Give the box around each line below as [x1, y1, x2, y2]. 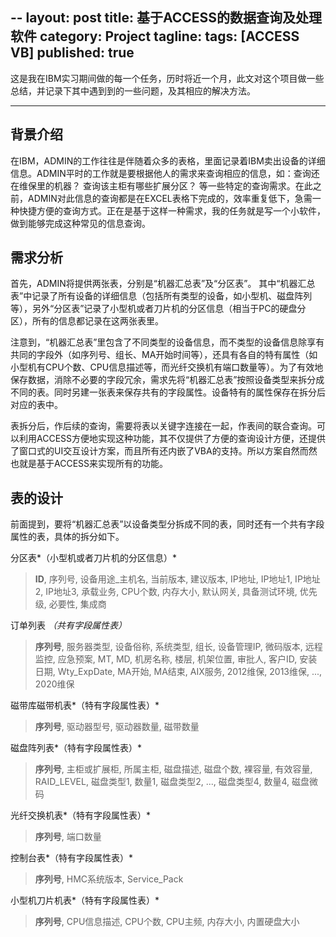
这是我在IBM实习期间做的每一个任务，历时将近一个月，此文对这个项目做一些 [10, 72, 325, 84]
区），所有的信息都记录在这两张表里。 [10, 315, 164, 327]
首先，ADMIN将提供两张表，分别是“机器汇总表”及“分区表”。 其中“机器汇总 [10, 278, 316, 290]
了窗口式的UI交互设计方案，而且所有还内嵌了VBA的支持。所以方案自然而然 [10, 445, 318, 457]
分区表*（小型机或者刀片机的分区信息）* [10, 552, 178, 564]
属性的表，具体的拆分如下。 [10, 531, 125, 543]
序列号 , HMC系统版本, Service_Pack [34, 873, 184, 885]
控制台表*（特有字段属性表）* [10, 852, 134, 864]
